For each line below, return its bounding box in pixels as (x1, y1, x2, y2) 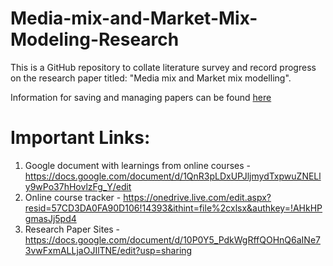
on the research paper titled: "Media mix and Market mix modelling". (10, 72, 292, 84)
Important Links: (10, 127, 151, 149)
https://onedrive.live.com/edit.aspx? (123, 191, 272, 203)
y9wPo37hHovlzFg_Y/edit (24, 180, 132, 192)
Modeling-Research (10, 28, 180, 51)
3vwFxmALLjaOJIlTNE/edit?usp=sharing (24, 244, 193, 256)
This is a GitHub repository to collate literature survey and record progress (10, 61, 317, 73)
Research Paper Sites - (24, 223, 121, 235)
